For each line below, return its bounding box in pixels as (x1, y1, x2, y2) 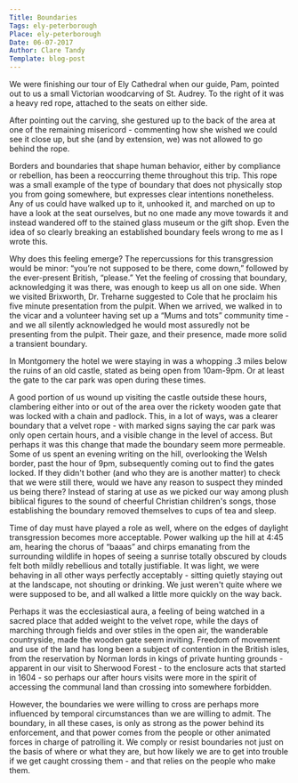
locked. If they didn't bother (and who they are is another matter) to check (9, 468, 281, 478)
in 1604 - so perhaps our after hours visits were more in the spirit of (9, 673, 257, 682)
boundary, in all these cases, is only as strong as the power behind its (9, 718, 265, 728)
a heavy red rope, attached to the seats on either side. (9, 98, 208, 108)
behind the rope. (9, 143, 70, 154)
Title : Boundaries (9, 12, 77, 22)
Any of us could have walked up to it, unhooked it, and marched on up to (9, 198, 276, 209)
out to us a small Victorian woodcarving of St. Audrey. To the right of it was (9, 88, 285, 99)
